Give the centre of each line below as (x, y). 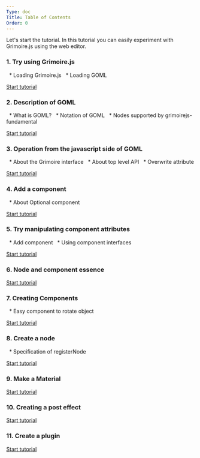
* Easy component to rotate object (51, 311)
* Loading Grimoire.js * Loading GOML (58, 75)
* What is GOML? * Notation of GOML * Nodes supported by (86, 115)
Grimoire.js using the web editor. (46, 46)
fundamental (22, 121)
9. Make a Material (34, 379)
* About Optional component (44, 202)
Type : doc (19, 12)
